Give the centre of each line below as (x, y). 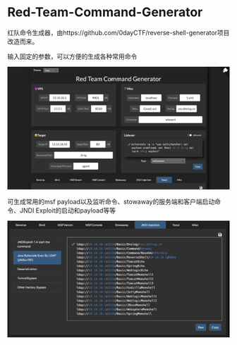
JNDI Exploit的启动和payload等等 (68, 210)
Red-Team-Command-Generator (105, 12)
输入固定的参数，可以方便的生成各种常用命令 (72, 56)
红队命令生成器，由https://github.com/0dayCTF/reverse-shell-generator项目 (119, 32)
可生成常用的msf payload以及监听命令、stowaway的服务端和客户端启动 (111, 201)
